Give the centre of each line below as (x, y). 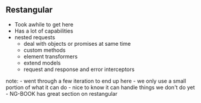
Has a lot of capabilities (44, 31)
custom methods (44, 50)
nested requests (35, 37)
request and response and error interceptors (79, 69)
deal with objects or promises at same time (77, 43)
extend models (42, 63)
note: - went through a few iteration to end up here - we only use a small (96, 81)
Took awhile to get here (44, 24)
